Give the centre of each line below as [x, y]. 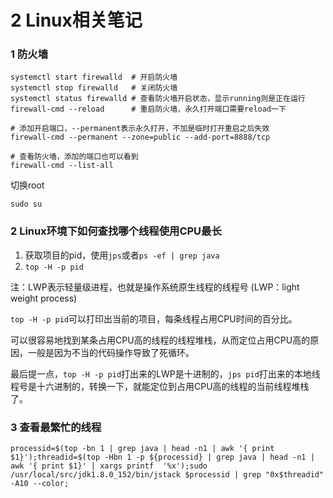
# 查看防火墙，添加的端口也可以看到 [74, 157]
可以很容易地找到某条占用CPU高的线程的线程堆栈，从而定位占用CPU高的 [160, 340]
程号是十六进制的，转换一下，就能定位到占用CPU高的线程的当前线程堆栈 [160, 386]
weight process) [44, 298]
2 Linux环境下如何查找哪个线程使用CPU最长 [116, 231]
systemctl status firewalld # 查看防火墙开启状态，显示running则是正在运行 [158, 99]
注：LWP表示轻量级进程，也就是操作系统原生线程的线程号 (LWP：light [155, 287]
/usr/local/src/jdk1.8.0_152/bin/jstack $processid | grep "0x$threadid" [167, 475]
